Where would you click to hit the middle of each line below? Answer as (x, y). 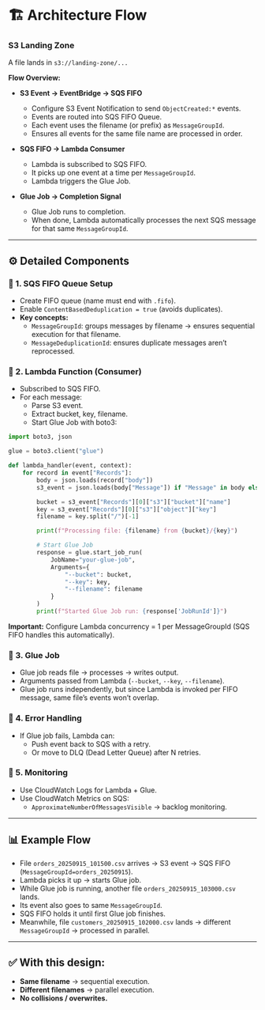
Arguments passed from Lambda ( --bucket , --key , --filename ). (122, 681)
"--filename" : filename (104, 589)
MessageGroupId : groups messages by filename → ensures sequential (143, 326)
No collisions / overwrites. (63, 998)
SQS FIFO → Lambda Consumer (72, 149)
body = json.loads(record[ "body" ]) (95, 480)
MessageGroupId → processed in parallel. (84, 930)
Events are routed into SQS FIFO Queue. (97, 117)
